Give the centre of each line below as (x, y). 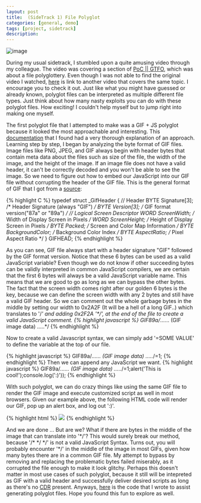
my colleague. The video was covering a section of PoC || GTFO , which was (100, 69)
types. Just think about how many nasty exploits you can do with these (94, 101)
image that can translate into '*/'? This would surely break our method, (93, 436)
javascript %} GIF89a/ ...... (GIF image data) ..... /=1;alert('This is (84, 369)
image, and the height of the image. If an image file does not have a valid (96, 163)
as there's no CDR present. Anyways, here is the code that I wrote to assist (98, 487)
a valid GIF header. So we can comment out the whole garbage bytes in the (99, 301)
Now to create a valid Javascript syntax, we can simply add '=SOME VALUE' (100, 338)
